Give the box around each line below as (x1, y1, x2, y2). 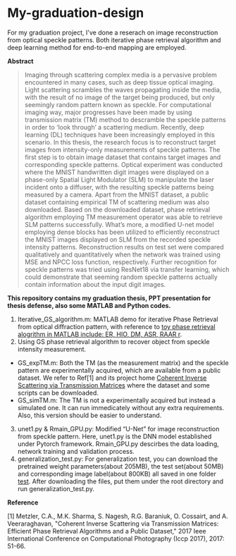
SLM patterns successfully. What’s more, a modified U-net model (24, 220, 214, 228)
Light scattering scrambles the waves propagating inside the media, (24, 85, 222, 94)
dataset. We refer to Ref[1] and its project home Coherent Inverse (17, 373, 207, 382)
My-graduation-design (7, 5, 144, 21)
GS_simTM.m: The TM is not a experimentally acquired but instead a (17, 396, 216, 404)
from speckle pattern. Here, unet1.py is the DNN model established (17, 432, 212, 440)
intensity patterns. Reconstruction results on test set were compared (24, 242, 224, 251)
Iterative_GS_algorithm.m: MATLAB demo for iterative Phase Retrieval (17, 315, 218, 323)
